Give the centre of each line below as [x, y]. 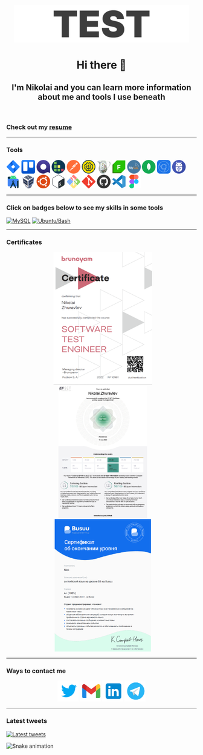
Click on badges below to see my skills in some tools [85, 208]
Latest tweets [27, 721]
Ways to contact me [36, 671]
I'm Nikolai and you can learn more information [101, 87]
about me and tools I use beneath [101, 97]
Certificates [24, 242]
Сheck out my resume [39, 127]
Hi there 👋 [101, 65]
